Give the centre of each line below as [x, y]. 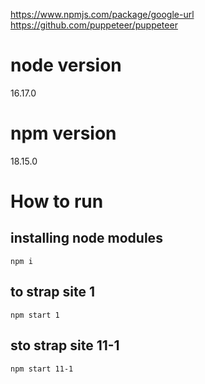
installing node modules [86, 238]
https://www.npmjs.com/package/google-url [102, 14]
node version [66, 65]
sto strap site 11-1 [65, 345]
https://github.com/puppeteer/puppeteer [94, 25]
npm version [63, 133]
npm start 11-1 [42, 369]
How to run [57, 201]
